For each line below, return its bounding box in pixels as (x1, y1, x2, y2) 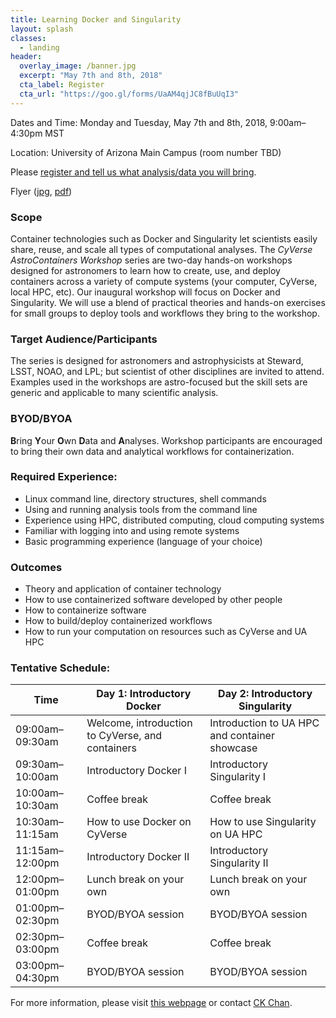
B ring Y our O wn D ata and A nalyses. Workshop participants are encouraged (10, 434, 323, 446)
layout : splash (10, 24, 74, 34)
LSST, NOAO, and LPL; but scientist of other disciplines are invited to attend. (10, 366, 325, 378)
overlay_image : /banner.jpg (19, 61, 137, 71)
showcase (209, 741, 258, 755)
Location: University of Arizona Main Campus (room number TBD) (10, 146, 282, 158)
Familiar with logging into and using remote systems (24, 524, 240, 536)
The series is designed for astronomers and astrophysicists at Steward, (10, 355, 304, 367)
